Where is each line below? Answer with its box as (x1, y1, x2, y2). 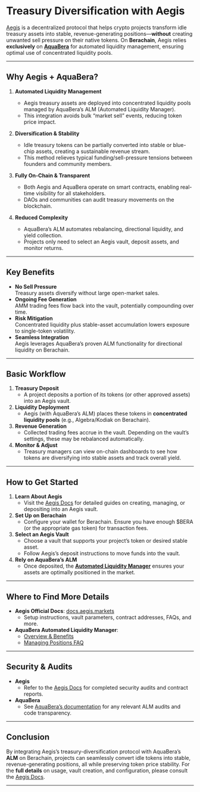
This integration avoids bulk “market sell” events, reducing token (23, 112, 182, 119)
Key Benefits (6, 267, 55, 277)
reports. (23, 690, 43, 697)
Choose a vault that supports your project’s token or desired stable (23, 537, 187, 544)
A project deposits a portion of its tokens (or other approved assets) (23, 391, 190, 398)
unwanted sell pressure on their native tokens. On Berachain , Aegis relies (6, 36, 186, 43)
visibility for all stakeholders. (35, 189, 106, 197)
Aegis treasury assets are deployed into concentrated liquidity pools (23, 99, 192, 107)
